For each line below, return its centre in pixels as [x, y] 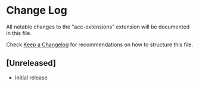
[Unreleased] [31, 63]
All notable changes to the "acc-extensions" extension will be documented [98, 27]
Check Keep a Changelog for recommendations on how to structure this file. [100, 44]
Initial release [31, 77]
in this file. [19, 33]
